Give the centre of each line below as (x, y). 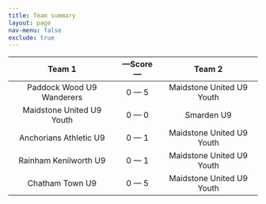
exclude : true (32, 38)
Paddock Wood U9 (62, 88)
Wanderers (62, 97)
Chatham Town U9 (62, 183)
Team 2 (208, 70)
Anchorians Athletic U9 (62, 138)
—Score (137, 64)
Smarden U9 (208, 115)
